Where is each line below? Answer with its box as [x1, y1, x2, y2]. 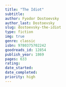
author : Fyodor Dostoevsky [5, 16, 59, 21]
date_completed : [5, 70, 38, 75]
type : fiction [5, 29, 34, 34]
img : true [5, 34, 25, 39]
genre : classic [5, 39, 36, 43]
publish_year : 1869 [5, 52, 44, 57]
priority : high [5, 74, 36, 79]
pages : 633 [5, 57, 27, 61]
